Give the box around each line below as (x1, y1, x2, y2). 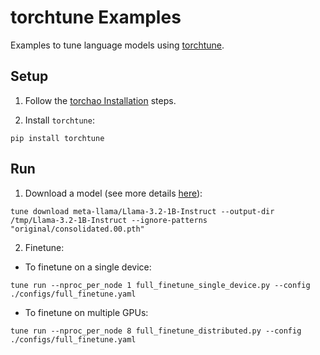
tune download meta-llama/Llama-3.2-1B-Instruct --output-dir (10, 206, 275, 216)
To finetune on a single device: (24, 261, 152, 273)
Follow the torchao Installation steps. (24, 94, 177, 106)
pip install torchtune (10, 133, 105, 143)
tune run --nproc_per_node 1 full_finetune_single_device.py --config (10, 280, 311, 290)
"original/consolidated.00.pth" (10, 224, 145, 234)
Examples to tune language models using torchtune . (10, 39, 225, 51)
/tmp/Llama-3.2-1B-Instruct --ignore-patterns (10, 215, 208, 225)
